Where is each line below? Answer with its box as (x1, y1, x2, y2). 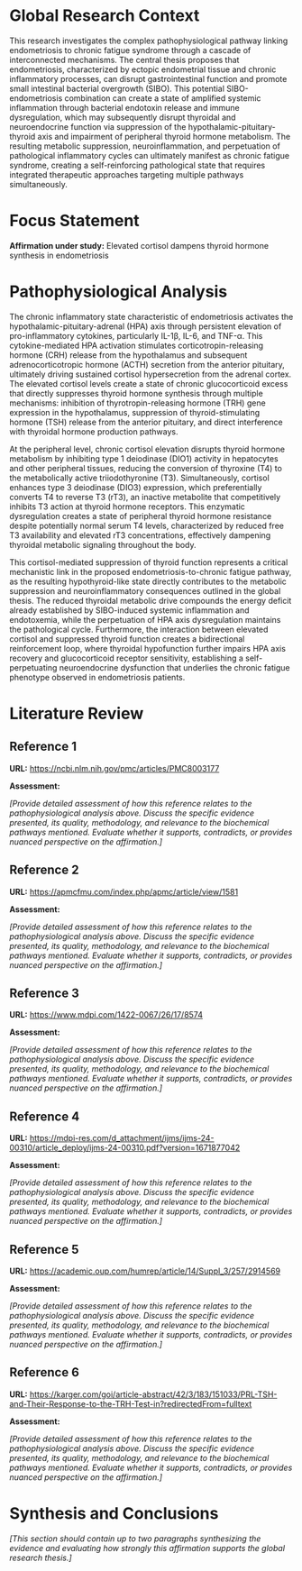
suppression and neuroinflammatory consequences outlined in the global (9, 585, 281, 596)
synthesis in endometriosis (9, 250, 110, 260)
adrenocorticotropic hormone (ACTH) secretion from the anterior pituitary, (9, 359, 286, 370)
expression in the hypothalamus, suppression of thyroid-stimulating (9, 406, 261, 417)
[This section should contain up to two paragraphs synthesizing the (9, 1533, 261, 1544)
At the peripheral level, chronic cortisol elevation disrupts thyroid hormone (9, 443, 286, 454)
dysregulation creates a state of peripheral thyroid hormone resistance (9, 510, 272, 521)
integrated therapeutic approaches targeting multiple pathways (9, 169, 244, 180)
